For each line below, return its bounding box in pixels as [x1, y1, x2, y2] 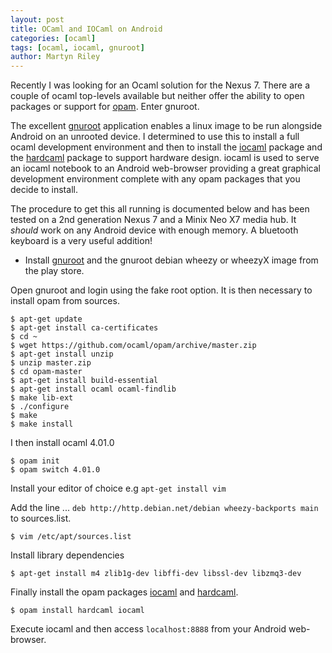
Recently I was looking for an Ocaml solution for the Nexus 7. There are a [10, 79, 310, 91]
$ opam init [10, 456, 60, 466]
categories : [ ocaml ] [10, 33, 97, 43]
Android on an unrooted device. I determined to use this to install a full [10, 131, 300, 143]
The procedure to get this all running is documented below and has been [10, 203, 310, 215]
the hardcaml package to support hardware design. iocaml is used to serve [10, 152, 320, 164]
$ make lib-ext [10, 393, 74, 403]
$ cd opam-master [10, 367, 83, 377]
